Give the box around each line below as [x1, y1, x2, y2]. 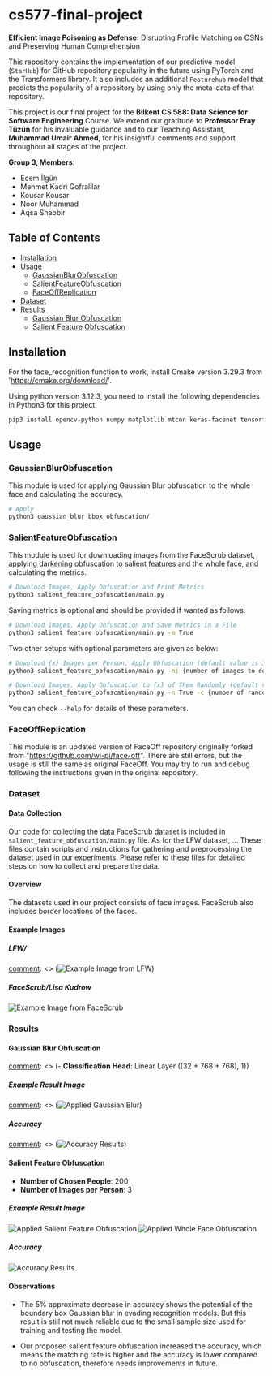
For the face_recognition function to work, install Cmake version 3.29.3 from [8, 367, 263, 377]
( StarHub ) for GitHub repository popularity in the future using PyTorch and [8, 65, 254, 75]
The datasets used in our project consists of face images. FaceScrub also [8, 897, 254, 907]
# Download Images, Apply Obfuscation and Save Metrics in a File [8, 621, 237, 629]
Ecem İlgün [19, 173, 58, 183]
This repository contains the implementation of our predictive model [8, 57, 236, 67]
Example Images [8, 925, 66, 934]
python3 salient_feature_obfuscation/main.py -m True [8, 628, 194, 636]
